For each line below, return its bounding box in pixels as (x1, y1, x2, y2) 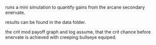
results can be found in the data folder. (5, 19, 86, 25)
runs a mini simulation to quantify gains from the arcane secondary (5, 4, 145, 10)
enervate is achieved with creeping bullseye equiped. (5, 34, 116, 40)
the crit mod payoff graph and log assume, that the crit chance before (5, 29, 151, 34)
